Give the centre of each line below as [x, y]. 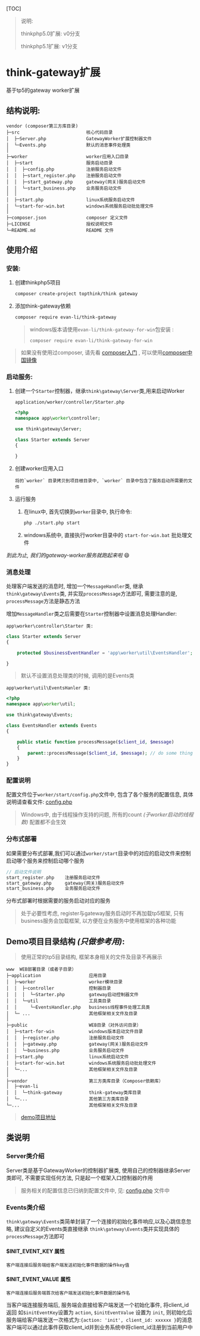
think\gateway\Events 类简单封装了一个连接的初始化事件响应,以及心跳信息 [96, 1222]
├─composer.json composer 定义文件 [67, 218]
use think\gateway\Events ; [40, 715]
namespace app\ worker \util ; [41, 704]
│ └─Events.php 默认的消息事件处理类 [68, 145]
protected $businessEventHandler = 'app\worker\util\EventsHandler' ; [105, 653]
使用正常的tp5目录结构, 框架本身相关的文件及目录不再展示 [91, 957]
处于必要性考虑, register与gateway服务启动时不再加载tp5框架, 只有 [102, 913]
